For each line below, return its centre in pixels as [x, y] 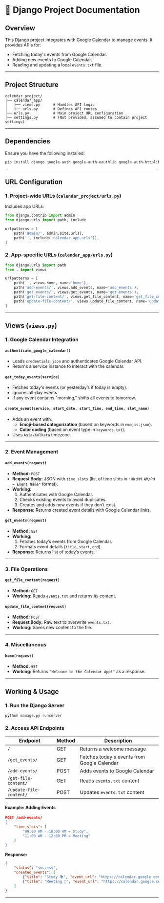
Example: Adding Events [31, 807]
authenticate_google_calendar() [38, 351]
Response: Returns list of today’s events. [53, 552]
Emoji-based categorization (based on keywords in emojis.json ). [86, 424]
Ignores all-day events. [35, 393]
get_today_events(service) [32, 377]
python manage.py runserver [34, 716]
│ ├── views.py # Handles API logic [50, 105]
